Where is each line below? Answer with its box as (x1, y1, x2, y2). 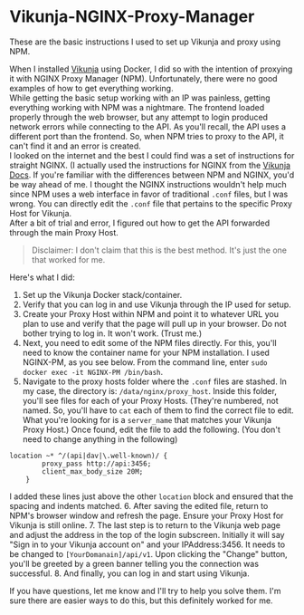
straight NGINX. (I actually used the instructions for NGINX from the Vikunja (9, 159, 291, 170)
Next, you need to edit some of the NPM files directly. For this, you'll (22, 337, 278, 348)
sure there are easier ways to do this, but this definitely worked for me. (9, 595, 273, 606)
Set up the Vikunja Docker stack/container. (22, 289, 183, 300)
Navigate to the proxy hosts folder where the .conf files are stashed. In (22, 376, 287, 387)
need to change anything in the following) (22, 433, 178, 445)
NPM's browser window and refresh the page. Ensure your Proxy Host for (9, 510, 284, 521)
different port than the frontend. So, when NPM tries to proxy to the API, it (9, 130, 285, 141)
